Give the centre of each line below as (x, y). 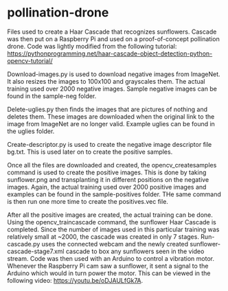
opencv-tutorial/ (30, 60)
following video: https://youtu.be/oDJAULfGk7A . (75, 280)
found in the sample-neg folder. (52, 96)
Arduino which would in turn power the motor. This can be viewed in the (109, 273)
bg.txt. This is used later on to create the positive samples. (90, 152)
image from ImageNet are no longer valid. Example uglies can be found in (111, 124)
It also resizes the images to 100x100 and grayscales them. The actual (106, 81)
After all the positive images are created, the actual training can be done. (110, 215)
